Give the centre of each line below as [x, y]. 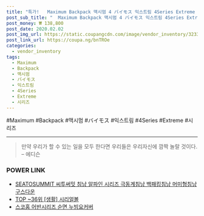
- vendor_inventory [36, 52]
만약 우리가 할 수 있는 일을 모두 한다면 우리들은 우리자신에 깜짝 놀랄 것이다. [109, 146]
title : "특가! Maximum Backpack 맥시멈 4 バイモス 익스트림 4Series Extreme [101, 12]
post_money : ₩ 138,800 [35, 23]
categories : [21, 46]
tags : [13, 57]
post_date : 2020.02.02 [35, 29]
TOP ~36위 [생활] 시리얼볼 [47, 199]
